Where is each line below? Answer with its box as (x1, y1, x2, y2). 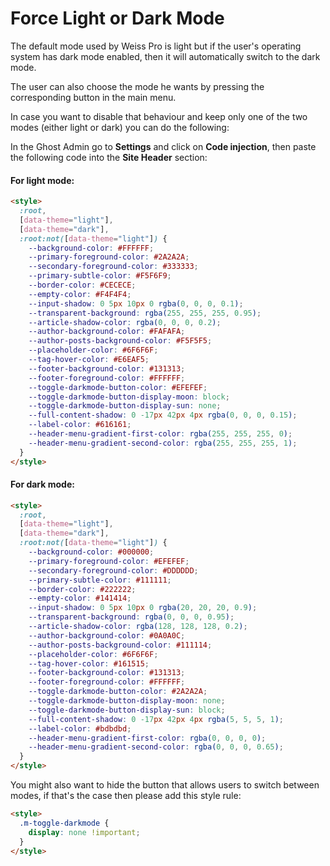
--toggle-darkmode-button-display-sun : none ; (28, 401, 222, 411)
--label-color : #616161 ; (28, 420, 132, 430)
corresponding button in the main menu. (10, 91, 177, 103)
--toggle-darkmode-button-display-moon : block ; (28, 392, 230, 402)
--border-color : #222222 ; (28, 584, 137, 594)
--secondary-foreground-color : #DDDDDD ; (28, 565, 199, 576)
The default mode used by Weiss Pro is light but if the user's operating (10, 40, 302, 52)
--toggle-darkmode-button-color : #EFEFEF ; (28, 382, 208, 392)
